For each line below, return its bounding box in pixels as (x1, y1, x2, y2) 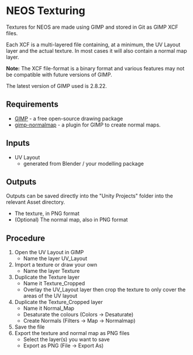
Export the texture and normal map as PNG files (14, 330, 130, 337)
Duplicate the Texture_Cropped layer (14, 299, 104, 306)
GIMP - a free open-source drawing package (14, 115, 123, 122)
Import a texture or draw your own (14, 261, 98, 268)
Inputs (6, 138, 30, 148)
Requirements (6, 100, 58, 110)
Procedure (6, 233, 46, 243)
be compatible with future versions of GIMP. (6, 71, 112, 78)
